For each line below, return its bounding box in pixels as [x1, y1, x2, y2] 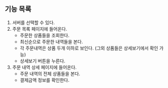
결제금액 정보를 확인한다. [19, 77, 70, 83]
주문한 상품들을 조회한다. [19, 32, 70, 38]
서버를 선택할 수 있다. [12, 19, 55, 26]
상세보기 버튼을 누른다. [19, 58, 66, 64]
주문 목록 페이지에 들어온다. [12, 26, 68, 32]
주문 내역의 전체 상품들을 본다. [19, 71, 80, 77]
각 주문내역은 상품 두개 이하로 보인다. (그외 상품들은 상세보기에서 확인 [19, 45, 158, 51]
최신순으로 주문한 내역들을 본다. [19, 38, 83, 45]
